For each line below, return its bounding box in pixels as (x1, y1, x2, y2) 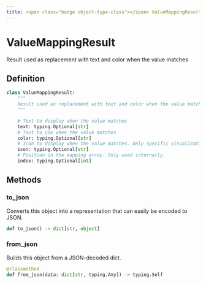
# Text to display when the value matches (17, 118, 128, 124)
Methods (6, 175, 42, 185)
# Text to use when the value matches (17, 129, 116, 136)
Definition (6, 73, 45, 83)
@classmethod (6, 266, 40, 272)
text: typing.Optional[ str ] (17, 123, 89, 129)
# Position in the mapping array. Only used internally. (17, 152, 166, 158)
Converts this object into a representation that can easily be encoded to (6, 207, 188, 215)
